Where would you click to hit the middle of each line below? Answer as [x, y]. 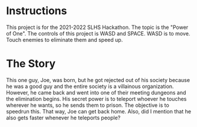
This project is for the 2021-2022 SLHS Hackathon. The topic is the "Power [97, 27]
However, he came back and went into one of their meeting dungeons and [96, 92]
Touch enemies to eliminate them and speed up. [65, 40]
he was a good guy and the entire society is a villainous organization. [90, 86]
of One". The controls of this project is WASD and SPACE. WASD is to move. [98, 33]
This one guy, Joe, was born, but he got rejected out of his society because [98, 80]
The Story [31, 64]
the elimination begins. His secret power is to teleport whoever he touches [96, 99]
